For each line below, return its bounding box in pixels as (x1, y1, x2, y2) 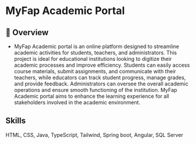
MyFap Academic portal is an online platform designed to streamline (13, 43, 180, 50)
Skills (5, 116, 26, 126)
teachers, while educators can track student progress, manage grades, (13, 74, 186, 81)
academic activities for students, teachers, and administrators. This (13, 49, 177, 56)
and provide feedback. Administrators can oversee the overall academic (13, 80, 189, 87)
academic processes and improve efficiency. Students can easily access (13, 61, 190, 68)
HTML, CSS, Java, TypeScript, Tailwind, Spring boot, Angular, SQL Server (5, 131, 184, 138)
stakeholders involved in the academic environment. (13, 99, 141, 106)
